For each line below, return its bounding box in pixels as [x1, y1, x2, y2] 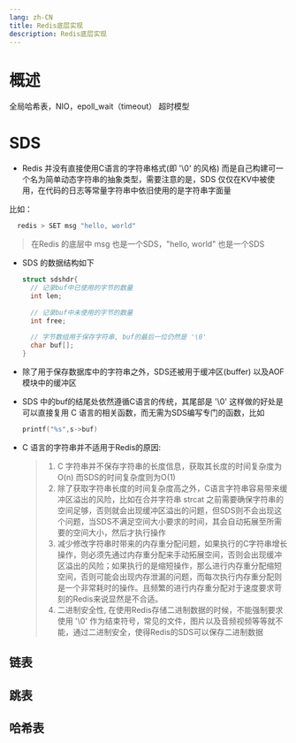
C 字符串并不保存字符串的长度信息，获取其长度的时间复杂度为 [57, 461, 283, 471]
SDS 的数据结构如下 [21, 257, 95, 268]
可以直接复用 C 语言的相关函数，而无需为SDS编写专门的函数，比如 [21, 407, 265, 417]
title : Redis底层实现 [9, 21, 84, 30]
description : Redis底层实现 [9, 29, 108, 38]
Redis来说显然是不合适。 [72, 594, 163, 604]
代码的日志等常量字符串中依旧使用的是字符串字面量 [45, 185, 231, 195]
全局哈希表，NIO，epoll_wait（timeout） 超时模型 [9, 101, 190, 111]
